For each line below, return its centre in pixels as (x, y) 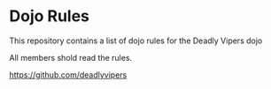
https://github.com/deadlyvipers (68, 74)
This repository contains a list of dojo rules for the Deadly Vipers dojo (136, 41)
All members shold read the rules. (71, 57)
